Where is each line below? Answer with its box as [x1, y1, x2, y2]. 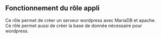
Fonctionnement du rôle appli [5, 4, 100, 12]
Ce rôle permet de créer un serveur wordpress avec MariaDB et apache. [5, 17, 156, 23]
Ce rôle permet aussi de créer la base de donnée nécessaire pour [5, 22, 142, 28]
